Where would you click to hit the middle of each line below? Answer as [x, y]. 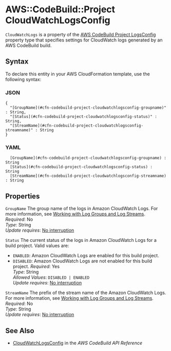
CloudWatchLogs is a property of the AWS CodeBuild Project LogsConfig [81, 34]
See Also [20, 331]
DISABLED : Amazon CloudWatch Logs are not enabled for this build [82, 261]
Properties [23, 196]
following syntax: [23, 79]
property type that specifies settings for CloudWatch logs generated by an [84, 40]
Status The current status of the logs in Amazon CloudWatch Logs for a [81, 240]
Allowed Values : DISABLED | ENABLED [51, 277]
